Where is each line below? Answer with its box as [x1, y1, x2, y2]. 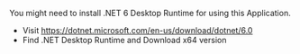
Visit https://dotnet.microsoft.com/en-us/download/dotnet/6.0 [22, 25, 253, 35]
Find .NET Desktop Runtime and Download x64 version [22, 35, 227, 45]
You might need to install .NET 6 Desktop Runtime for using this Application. [9, 8, 291, 18]
